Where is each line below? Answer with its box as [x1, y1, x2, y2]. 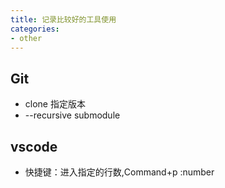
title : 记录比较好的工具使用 [10, 14, 117, 25]
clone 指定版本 [24, 98, 86, 110]
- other [10, 33, 43, 43]
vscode [10, 138, 58, 155]
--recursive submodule [24, 109, 121, 121]
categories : [10, 24, 60, 34]
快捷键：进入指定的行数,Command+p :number [24, 166, 215, 178]
